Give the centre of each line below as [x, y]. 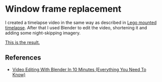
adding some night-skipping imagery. [43, 33]
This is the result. [23, 42]
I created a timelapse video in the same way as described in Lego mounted [81, 22]
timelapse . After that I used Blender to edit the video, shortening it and [76, 27]
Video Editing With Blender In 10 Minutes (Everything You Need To [79, 69]
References [23, 58]
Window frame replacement [63, 9]
